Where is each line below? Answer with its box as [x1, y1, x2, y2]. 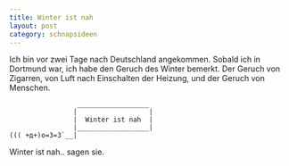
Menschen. [9, 82, 51, 94]
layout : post [9, 21, 58, 30]
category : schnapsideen [9, 29, 98, 38]
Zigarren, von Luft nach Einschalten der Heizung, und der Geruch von [9, 73, 265, 84]
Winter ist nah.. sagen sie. [9, 146, 105, 157]
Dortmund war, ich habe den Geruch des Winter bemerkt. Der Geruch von [9, 63, 281, 74]
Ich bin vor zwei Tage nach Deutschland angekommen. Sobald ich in [9, 54, 261, 65]
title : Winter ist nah [9, 12, 94, 22]
